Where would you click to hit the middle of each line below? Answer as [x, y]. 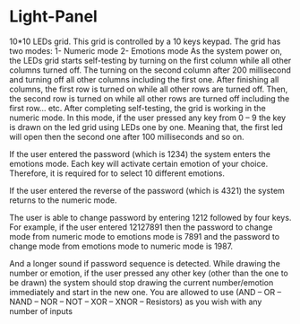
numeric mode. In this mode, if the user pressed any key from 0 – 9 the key [148, 118]
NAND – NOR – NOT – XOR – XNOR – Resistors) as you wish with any [136, 302]
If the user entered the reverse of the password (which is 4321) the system [147, 190]
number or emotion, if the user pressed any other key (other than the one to [149, 273]
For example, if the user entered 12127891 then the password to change [141, 227]
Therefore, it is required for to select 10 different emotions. [117, 173]
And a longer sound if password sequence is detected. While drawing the [145, 263]
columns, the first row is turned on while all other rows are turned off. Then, [149, 89]
